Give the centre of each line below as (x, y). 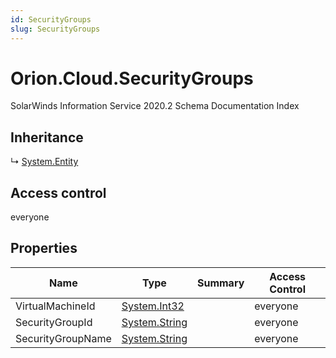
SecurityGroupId (54, 322)
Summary (220, 283)
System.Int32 (153, 306)
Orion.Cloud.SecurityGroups (132, 78)
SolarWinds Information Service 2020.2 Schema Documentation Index (155, 106)
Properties (44, 248)
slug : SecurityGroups (55, 29)
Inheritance (47, 137)
